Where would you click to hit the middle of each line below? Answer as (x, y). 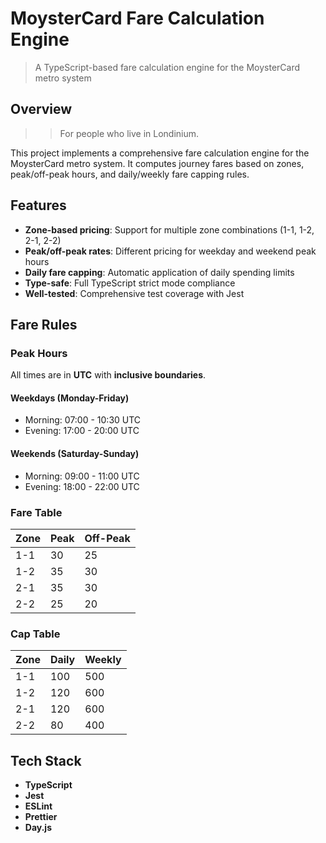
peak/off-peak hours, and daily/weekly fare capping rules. (130, 174)
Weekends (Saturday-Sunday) (75, 454)
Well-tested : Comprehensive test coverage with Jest (134, 293)
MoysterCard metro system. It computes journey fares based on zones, (157, 163)
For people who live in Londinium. (129, 133)
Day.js (38, 828)
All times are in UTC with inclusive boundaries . (108, 375)
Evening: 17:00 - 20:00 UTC (82, 431)
